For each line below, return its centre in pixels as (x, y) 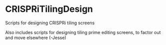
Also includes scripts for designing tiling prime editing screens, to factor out (83, 32)
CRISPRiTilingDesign (49, 9)
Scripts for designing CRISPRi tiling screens (50, 23)
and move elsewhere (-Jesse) (36, 38)
